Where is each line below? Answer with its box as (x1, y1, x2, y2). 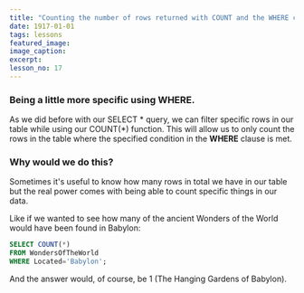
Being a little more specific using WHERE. (9, 93, 195, 106)
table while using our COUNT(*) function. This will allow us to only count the (9, 124, 295, 135)
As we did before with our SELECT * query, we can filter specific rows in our (9, 114, 294, 125)
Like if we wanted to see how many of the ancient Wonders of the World (9, 213, 279, 224)
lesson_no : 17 (9, 64, 63, 73)
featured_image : (9, 38, 71, 48)
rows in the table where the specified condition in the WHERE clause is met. (9, 133, 292, 145)
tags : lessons (9, 30, 63, 39)
